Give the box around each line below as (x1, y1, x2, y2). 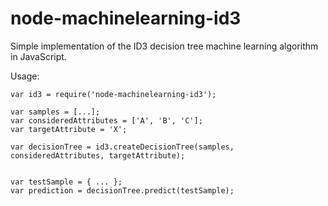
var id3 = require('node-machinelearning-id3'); (10, 89, 217, 99)
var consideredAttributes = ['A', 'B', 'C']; (10, 115, 203, 126)
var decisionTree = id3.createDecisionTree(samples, (10, 142, 235, 152)
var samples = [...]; (10, 107, 101, 117)
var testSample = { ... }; (10, 177, 123, 187)
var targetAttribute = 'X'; (10, 124, 128, 134)
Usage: (10, 70, 40, 82)
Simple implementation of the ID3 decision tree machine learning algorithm (10, 40, 319, 52)
